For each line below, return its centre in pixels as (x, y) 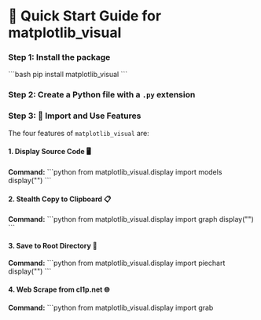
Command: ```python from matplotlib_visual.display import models (115, 171)
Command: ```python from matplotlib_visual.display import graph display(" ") (131, 219)
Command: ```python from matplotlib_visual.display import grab (111, 307)
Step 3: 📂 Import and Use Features (75, 116)
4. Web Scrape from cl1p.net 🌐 (59, 289)
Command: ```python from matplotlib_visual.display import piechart (117, 263)
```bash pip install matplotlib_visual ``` (68, 75)
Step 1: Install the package (59, 57)
